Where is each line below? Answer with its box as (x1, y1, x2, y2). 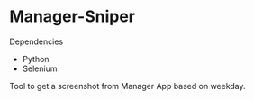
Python (22, 53, 50, 64)
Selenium (22, 63, 58, 74)
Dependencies (9, 36, 64, 47)
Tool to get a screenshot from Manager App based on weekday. (9, 80, 246, 91)
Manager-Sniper (9, 6, 135, 27)
